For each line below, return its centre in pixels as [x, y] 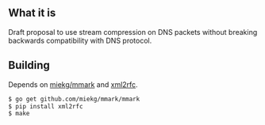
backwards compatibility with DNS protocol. [80, 40]
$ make [19, 114]
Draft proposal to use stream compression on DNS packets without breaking [133, 32]
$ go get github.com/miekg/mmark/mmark [74, 99]
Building [29, 65]
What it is [32, 13]
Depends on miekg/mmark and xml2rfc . [73, 84]
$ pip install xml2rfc [46, 106]
